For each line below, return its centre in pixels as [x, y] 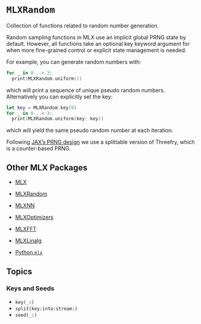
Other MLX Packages [47, 167]
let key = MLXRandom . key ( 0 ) [42, 108]
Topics [19, 271]
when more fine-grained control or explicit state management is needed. [97, 50]
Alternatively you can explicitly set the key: [59, 96]
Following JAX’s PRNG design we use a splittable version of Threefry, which [101, 142]
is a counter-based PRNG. [39, 149]
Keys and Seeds [30, 288]
